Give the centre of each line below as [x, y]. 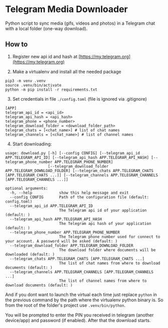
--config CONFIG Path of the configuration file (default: [79, 197]
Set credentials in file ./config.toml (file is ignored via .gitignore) [79, 99]
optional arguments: [27, 188]
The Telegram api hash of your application [105, 223]
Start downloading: [32, 144]
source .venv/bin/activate [33, 85]
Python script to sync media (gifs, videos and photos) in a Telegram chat [80, 23]
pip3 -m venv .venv [26, 81]
